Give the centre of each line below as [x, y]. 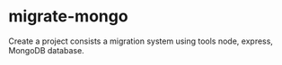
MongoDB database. [46, 50]
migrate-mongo [68, 16]
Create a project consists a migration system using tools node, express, [141, 41]
